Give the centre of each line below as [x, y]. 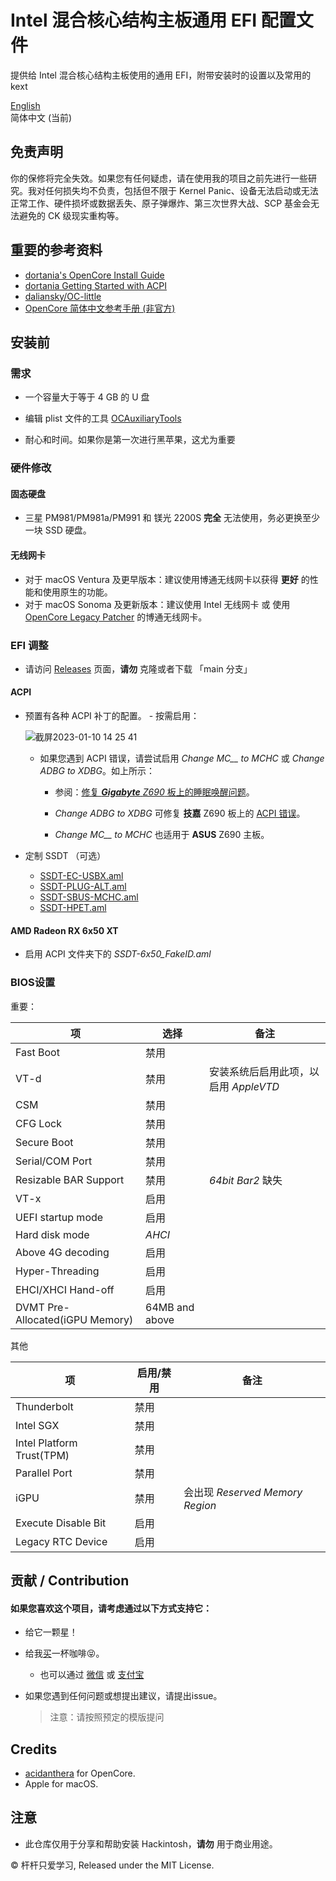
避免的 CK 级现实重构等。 [71, 215]
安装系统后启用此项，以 [264, 1071]
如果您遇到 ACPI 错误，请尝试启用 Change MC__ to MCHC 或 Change [182, 758]
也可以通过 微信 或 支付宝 [92, 1675]
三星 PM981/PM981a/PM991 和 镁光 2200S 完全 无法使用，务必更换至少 [172, 518]
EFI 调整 [29, 645]
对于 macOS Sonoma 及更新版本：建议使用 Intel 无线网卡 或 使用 [157, 604]
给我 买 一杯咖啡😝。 [64, 1653]
